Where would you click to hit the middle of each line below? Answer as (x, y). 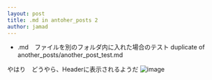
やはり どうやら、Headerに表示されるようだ (73, 70)
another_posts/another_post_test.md (70, 55)
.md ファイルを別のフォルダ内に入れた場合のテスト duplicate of (111, 47)
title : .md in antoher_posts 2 (53, 20)
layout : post (26, 14)
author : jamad (28, 26)
